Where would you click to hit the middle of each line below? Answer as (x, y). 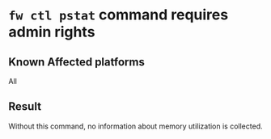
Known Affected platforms (77, 62)
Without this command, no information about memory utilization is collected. (135, 126)
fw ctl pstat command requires (119, 15)
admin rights (52, 32)
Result (25, 107)
